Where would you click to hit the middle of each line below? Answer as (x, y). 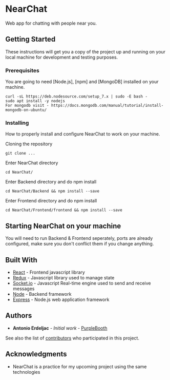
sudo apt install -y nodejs (35, 101)
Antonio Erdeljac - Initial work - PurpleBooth (60, 328)
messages (24, 289)
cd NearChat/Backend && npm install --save (52, 191)
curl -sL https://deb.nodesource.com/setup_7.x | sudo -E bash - (76, 97)
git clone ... (20, 154)
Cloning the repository (29, 144)
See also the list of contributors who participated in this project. (72, 338)
